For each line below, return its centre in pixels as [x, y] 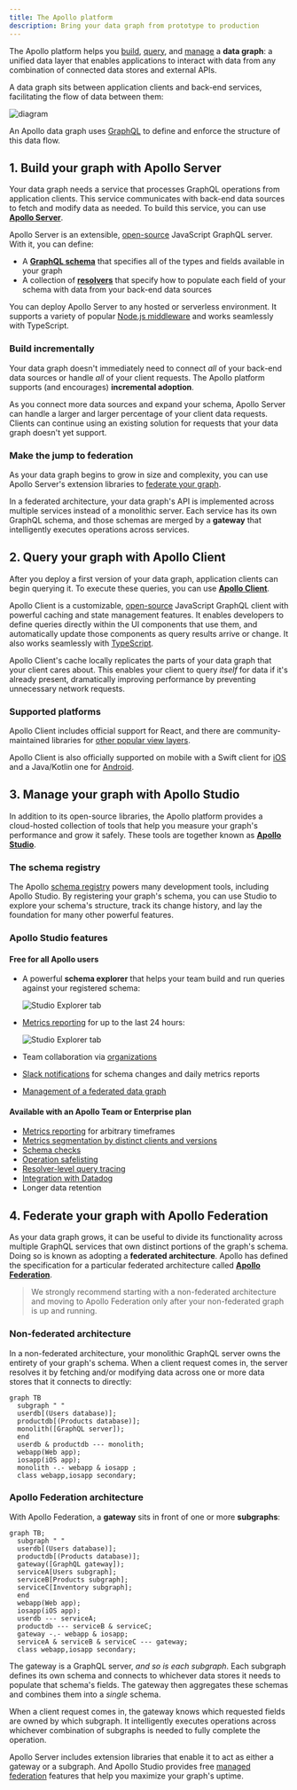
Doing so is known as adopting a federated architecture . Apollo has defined [148, 1256]
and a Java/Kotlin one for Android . [72, 767]
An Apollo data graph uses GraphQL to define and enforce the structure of [145, 130]
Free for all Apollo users [54, 959]
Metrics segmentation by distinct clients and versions [119, 1141]
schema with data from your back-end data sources [117, 290]
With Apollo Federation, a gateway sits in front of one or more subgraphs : [145, 1517]
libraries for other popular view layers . [121, 741]
